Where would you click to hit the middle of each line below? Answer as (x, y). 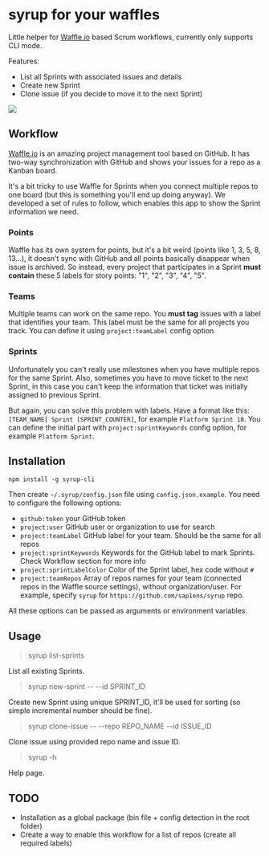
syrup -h (42, 757)
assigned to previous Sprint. (55, 394)
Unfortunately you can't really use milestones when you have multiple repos (134, 369)
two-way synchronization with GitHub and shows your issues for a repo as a (134, 161)
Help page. (26, 773)
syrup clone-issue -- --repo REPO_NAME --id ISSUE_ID (120, 726)
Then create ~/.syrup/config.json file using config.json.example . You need (134, 495)
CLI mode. (25, 45)
